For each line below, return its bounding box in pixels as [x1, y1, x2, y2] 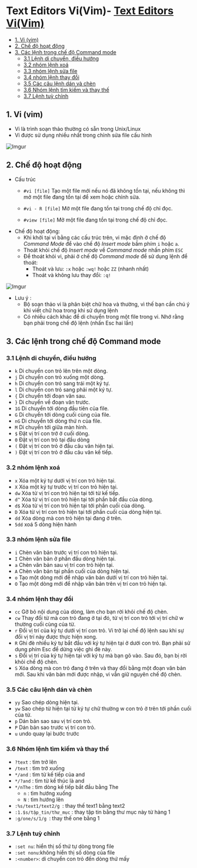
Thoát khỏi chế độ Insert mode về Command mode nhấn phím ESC [23, 246, 183, 253]
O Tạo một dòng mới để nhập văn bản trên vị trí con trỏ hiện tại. [14, 580, 168, 587]
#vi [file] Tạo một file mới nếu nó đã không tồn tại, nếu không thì [23, 187, 185, 194]
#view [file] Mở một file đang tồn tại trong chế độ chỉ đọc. [23, 216, 168, 223]
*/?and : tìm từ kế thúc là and [14, 777, 85, 784]
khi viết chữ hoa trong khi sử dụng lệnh [23, 306, 119, 313]
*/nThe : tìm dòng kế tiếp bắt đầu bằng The [14, 783, 119, 790]
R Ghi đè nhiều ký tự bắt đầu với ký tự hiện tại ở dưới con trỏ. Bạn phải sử [14, 639, 191, 646]
